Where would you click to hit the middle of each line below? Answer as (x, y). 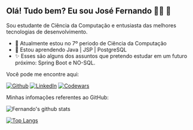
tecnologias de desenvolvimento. (47, 32)
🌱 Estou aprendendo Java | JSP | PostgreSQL (71, 49)
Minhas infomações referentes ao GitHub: (58, 97)
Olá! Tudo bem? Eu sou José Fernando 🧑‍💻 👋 (89, 11)
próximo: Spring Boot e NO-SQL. (55, 63)
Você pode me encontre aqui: (43, 74)
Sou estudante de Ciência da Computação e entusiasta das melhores (91, 25)
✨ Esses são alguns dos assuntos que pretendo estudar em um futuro (101, 56)
